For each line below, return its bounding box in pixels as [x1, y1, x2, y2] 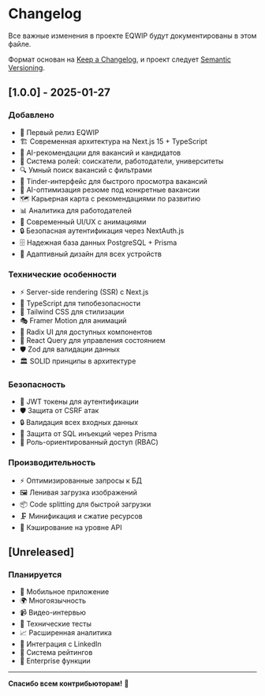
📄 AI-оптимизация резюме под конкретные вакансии [19, 185, 200, 194]
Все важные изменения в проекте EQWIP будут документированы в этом [8, 31, 257, 40]
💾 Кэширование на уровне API [19, 522, 122, 532]
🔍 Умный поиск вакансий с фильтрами [19, 165, 152, 175]
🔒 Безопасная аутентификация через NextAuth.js [19, 226, 185, 235]
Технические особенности [8, 269, 117, 280]
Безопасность [8, 378, 65, 389]
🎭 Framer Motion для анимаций [19, 315, 128, 325]
